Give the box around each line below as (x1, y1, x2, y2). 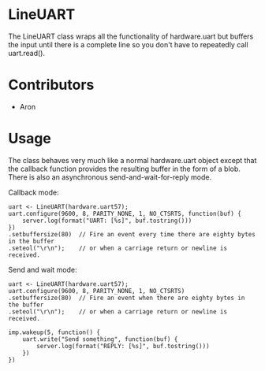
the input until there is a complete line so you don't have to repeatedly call (8, 39, 248, 49)
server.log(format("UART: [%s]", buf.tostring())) (22, 217, 192, 224)
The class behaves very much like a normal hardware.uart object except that (8, 155, 257, 165)
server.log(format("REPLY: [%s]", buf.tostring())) (36, 342, 211, 350)
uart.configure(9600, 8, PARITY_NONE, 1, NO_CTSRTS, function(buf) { (8, 210, 242, 217)
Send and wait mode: (8, 265, 77, 274)
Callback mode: (8, 187, 59, 197)
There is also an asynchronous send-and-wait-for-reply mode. (8, 172, 211, 182)
